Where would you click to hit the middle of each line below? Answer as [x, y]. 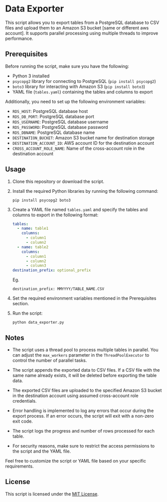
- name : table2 [33, 247]
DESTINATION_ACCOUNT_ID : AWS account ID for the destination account [83, 143]
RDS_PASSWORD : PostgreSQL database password [60, 127]
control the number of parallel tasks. [50, 360]
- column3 [36, 266]
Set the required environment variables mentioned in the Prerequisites [84, 298]
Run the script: [27, 313]
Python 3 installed [31, 76]
